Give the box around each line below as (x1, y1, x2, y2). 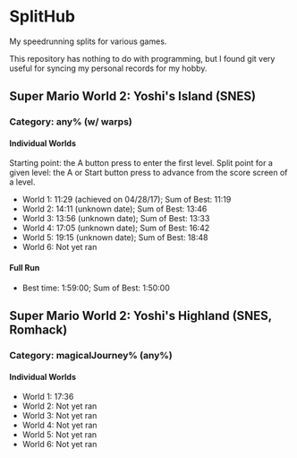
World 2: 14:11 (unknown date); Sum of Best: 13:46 (21, 203, 208, 214)
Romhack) (9, 323, 68, 338)
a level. (9, 177, 36, 187)
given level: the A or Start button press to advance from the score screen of (9, 168, 288, 178)
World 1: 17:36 (21, 392, 74, 402)
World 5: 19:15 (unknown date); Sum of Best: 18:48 (21, 232, 208, 243)
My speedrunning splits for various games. (9, 36, 167, 47)
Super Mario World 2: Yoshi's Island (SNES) (9, 89, 257, 104)
